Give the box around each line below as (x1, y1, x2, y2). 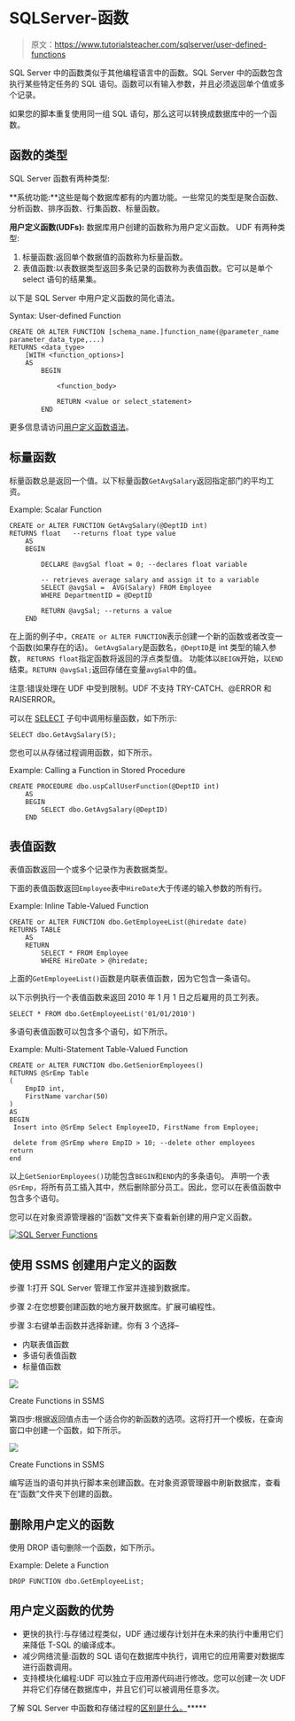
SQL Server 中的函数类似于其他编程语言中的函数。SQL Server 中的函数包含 (9, 67, 283, 78)
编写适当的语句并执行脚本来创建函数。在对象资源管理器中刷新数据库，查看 (9, 1477, 281, 1488)
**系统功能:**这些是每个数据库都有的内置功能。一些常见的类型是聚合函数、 (9, 191, 283, 202)
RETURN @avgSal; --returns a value (41, 606, 173, 616)
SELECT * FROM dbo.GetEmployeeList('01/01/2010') (9, 1010, 197, 1019)
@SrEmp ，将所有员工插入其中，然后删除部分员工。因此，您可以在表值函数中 (9, 1182, 282, 1192)
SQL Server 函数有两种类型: (9, 173, 111, 183)
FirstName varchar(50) (25, 1092, 109, 1101)
